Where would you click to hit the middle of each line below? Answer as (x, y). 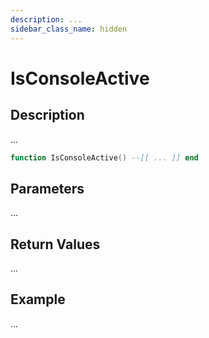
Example (38, 299)
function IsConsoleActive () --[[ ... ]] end (104, 157)
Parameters (47, 188)
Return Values (55, 244)
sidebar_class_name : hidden (69, 29)
